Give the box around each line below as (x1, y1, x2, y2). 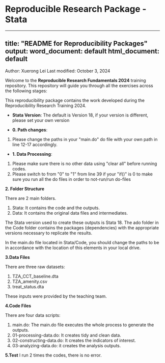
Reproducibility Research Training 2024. (5, 102, 86, 109)
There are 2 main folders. (5, 195, 56, 201)
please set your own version (12, 117, 70, 123)
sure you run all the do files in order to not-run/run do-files (12, 176, 131, 182)
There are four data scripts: (5, 312, 60, 318)
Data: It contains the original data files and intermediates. (12, 210, 128, 216)
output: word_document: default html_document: (5, 47, 160, 56)
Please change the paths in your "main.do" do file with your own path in (12, 136, 158, 142)
